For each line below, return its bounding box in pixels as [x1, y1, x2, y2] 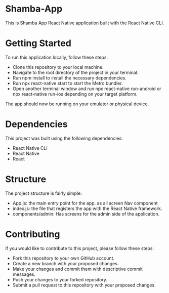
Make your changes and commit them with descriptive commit [12, 266, 143, 272]
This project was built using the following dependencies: [5, 135, 123, 141]
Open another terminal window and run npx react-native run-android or [12, 86, 161, 92]
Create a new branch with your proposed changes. [12, 260, 119, 266]
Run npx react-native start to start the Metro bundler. [12, 80, 123, 86]
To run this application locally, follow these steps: [5, 54, 108, 60]
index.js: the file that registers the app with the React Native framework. [12, 205, 162, 212]
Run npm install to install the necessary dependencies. [12, 74, 126, 81]
